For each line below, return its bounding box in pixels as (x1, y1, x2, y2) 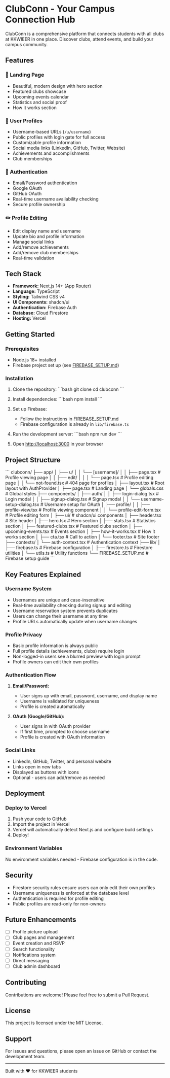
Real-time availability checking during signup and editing (12, 602, 132, 608)
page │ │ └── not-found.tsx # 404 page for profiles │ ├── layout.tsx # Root (5, 480, 164, 486)
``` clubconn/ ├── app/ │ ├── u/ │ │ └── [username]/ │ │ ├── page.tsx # (5, 469, 161, 475)
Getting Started (5, 330, 55, 339)
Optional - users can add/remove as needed (12, 774, 105, 781)
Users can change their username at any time (12, 613, 108, 619)
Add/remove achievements (12, 244, 69, 250)
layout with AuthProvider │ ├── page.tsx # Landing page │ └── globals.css (5, 485, 164, 491)
